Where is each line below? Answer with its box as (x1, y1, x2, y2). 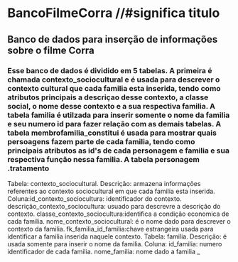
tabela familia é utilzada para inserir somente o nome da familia (7, 110, 230, 120)
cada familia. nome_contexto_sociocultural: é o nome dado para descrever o (7, 217, 231, 225)
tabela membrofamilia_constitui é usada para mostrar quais (7, 128, 217, 138)
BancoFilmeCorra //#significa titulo (7, 5, 220, 21)
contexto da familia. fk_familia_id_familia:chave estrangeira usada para (7, 224, 214, 233)
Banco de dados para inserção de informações (7, 33, 218, 45)
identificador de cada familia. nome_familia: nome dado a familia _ (7, 247, 200, 256)
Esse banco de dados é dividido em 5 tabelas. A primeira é (7, 65, 212, 75)
